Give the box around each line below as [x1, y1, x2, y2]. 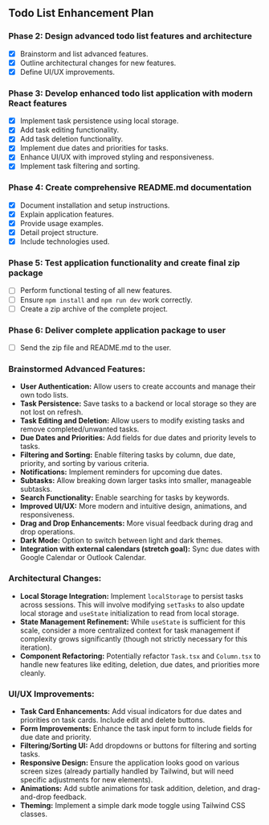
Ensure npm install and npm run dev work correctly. [19, 295, 193, 304]
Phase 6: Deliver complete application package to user [8, 324, 226, 336]
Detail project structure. [19, 228, 99, 237]
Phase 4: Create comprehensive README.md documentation [8, 182, 252, 193]
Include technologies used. [19, 237, 110, 246]
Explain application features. [19, 209, 115, 219]
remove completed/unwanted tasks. [19, 424, 140, 434]
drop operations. [19, 527, 75, 537]
